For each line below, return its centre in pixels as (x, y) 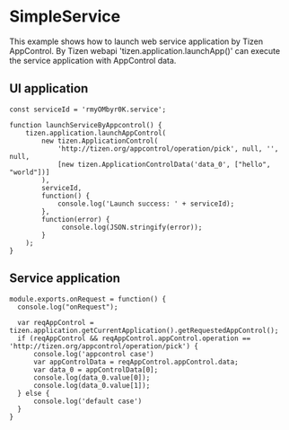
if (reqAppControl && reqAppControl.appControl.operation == (134, 338)
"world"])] (30, 172)
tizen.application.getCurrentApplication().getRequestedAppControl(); (144, 330)
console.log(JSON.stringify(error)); (132, 227)
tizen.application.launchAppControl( (96, 133)
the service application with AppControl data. (93, 60)
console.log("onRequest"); (68, 307)
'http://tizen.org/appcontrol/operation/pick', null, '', (168, 149)
